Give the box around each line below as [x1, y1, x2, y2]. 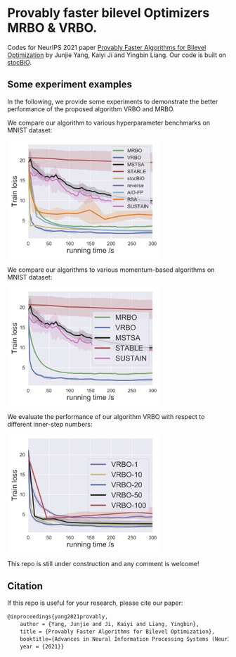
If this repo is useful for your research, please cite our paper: [7, 599, 183, 607]
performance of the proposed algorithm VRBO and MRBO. [7, 104, 176, 113]
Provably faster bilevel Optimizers [7, 5, 210, 21]
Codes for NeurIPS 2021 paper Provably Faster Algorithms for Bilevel [7, 43, 206, 51]
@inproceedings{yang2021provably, [7, 613, 109, 620]
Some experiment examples [7, 79, 132, 91]
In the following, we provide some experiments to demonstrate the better [7, 97, 218, 106]
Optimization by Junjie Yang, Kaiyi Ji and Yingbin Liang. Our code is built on [7, 51, 227, 59]
